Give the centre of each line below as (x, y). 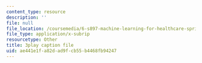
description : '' (26, 17)
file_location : (25, 28)
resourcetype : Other (32, 40)
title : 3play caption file (40, 46)
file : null (20, 23)
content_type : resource (36, 12)
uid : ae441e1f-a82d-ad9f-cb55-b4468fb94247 (62, 51)
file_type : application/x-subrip (48, 34)
